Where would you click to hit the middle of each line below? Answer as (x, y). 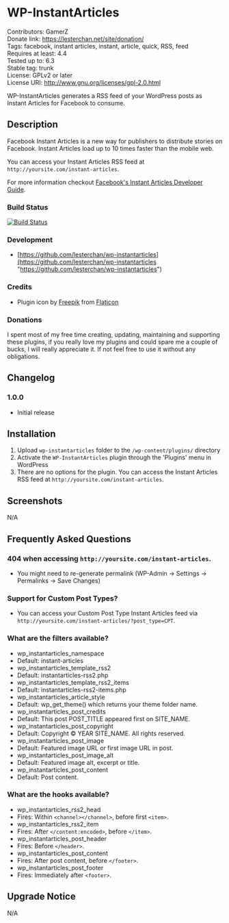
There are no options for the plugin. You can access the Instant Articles (117, 472)
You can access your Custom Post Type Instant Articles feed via (107, 614)
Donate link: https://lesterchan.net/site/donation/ (76, 38)
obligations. (24, 356)
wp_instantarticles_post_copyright (65, 726)
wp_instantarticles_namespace (60, 653)
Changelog (31, 378)
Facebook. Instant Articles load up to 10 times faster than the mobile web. (110, 148)
